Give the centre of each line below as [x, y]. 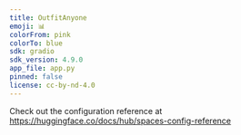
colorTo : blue [36, 43]
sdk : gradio [32, 52]
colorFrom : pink [40, 34]
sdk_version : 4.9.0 [46, 60]
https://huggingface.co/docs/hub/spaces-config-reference [120, 121]
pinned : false [36, 77]
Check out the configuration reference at [86, 111]
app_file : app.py [42, 69]
